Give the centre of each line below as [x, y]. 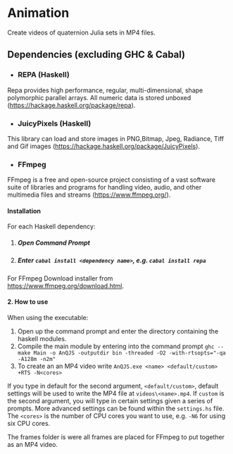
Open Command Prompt [53, 243]
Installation [24, 211]
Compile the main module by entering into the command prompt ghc [116, 346]
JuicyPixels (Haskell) [54, 123]
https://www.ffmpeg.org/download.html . [66, 286]
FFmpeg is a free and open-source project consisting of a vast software [112, 180]
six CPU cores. [29, 423]
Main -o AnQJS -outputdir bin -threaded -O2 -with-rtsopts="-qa [130, 353]
